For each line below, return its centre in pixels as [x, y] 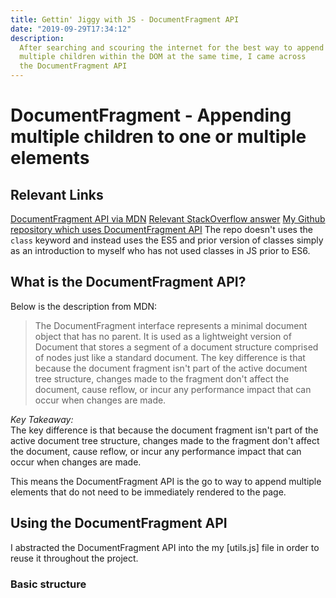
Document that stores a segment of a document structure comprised [176, 347]
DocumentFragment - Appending [151, 115]
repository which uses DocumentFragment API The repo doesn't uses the [161, 229]
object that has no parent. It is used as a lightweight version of [163, 336]
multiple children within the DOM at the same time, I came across [163, 57]
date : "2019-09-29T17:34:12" [71, 29]
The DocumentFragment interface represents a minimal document [171, 325]
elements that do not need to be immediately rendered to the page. [148, 492]
